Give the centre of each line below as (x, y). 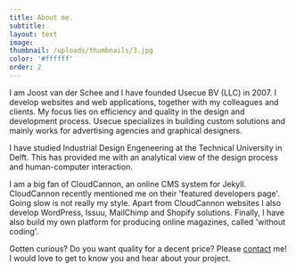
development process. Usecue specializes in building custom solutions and (148, 120)
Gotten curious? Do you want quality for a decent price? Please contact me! (148, 248)
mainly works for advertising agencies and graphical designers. (126, 130)
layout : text (33, 34)
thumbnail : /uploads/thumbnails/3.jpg (81, 51)
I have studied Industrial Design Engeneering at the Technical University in (146, 147)
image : (21, 42)
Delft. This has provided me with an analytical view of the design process (144, 157)
